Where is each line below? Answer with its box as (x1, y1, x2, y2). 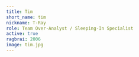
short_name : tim (6, 14, 46, 20)
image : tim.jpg (6, 42, 44, 48)
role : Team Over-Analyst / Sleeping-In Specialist (6, 25, 134, 31)
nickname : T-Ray (6, 20, 46, 26)
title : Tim (6, 8, 33, 15)
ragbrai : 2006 (6, 36, 41, 42)
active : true (6, 31, 38, 37)
